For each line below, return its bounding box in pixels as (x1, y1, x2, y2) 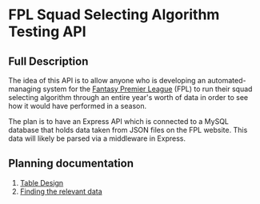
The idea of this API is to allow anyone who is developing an (8, 76, 206, 85)
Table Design (19, 178, 64, 187)
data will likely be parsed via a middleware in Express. (8, 134, 186, 143)
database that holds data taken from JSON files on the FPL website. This (8, 126, 248, 134)
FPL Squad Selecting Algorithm (8, 6, 220, 24)
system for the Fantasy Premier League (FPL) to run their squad (42, 84, 253, 94)
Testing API (8, 22, 86, 41)
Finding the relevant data (19, 186, 102, 196)
